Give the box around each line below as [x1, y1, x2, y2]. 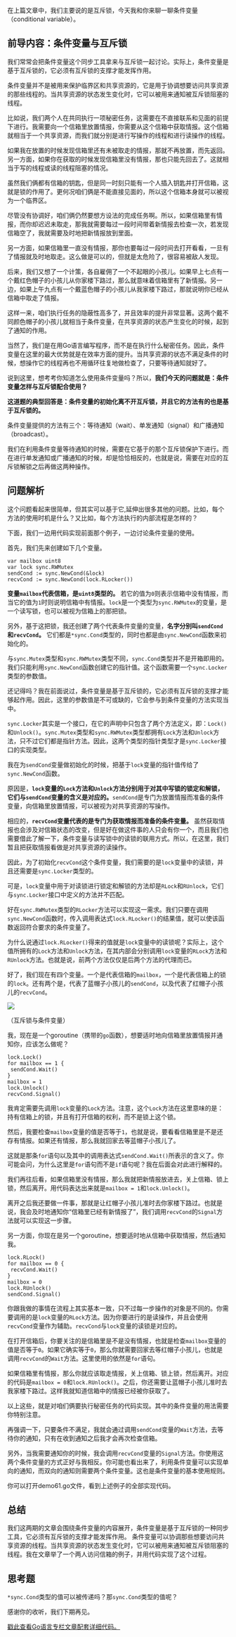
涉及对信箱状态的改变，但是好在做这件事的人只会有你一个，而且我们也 [25, 825, 229, 834]
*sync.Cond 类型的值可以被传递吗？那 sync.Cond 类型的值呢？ [7, 1593, 178, 1601]
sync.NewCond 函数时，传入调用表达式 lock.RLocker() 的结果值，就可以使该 [7, 914, 219, 922]
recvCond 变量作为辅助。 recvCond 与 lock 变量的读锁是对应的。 [7, 1322, 181, 1330]
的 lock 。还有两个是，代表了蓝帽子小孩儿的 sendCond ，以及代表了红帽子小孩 [7, 979, 223, 987]
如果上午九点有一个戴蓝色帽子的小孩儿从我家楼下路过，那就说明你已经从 [19, 285, 229, 293]
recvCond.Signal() [7, 1090, 61, 1097]
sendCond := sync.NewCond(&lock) [7, 570, 105, 577]
